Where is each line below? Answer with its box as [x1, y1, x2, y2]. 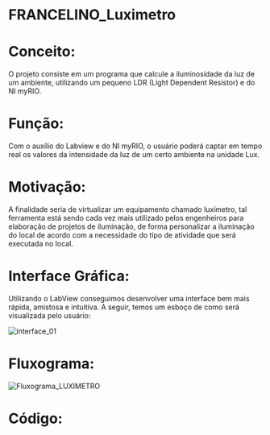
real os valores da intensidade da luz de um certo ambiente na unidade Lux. [8, 150, 260, 159]
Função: [8, 114, 64, 133]
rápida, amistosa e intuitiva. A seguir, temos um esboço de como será [8, 302, 240, 312]
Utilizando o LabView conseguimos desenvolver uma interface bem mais [8, 293, 250, 303]
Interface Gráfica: [8, 267, 131, 285]
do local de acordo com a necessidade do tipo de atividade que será [8, 230, 236, 239]
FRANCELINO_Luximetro [8, 6, 177, 24]
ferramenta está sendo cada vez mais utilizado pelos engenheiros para [8, 213, 244, 222]
